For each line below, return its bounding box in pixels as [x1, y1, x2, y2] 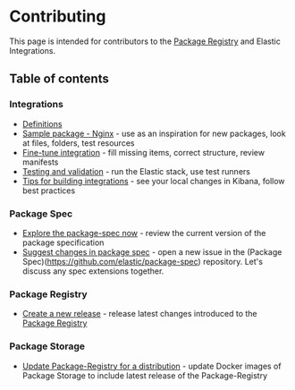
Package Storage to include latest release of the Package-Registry [21, 369, 268, 381]
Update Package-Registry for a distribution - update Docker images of [21, 360, 282, 371]
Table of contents [9, 72, 109, 87]
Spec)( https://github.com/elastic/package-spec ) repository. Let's [21, 256, 264, 267]
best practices [21, 185, 76, 196]
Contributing [9, 6, 106, 27]
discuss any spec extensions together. [21, 266, 164, 276]
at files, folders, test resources [21, 137, 135, 148]
